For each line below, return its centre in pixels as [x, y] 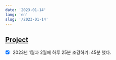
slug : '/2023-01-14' [27, 19]
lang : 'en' [17, 15]
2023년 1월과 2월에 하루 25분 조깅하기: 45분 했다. [62, 52]
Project [17, 40]
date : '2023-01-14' [26, 10]
